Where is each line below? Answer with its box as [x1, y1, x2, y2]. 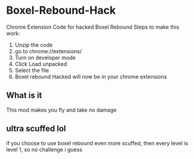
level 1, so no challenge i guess [6, 146, 82, 153]
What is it [6, 90, 42, 100]
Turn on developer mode [14, 54, 76, 61]
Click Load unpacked [14, 60, 67, 68]
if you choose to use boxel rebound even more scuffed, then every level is [6, 139, 189, 146]
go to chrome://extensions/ [14, 47, 82, 54]
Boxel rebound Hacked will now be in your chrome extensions [14, 73, 167, 80]
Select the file [14, 66, 50, 74]
